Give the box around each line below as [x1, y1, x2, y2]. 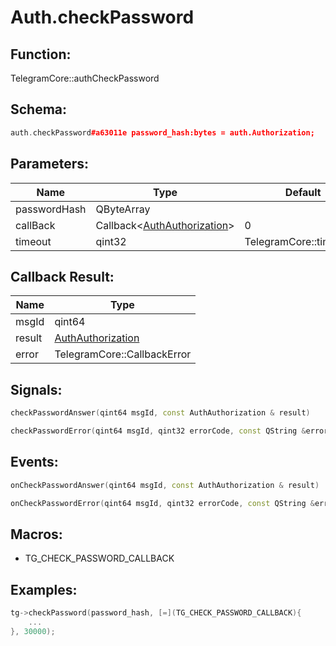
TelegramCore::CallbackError [54, 347, 192, 361]
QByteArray [95, 202, 151, 216]
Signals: [10, 381, 63, 398]
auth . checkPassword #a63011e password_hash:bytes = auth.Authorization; [10, 127, 315, 138]
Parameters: [10, 156, 89, 173]
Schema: [10, 101, 68, 118]
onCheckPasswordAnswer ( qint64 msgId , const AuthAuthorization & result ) [10, 480, 320, 490]
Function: [10, 46, 72, 63]
